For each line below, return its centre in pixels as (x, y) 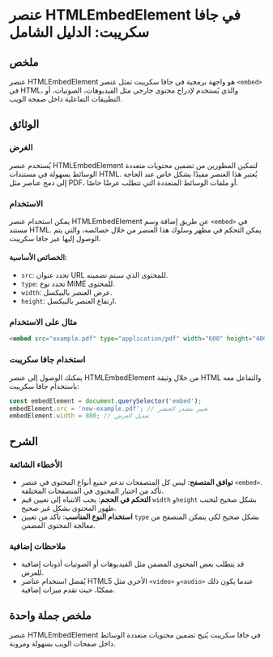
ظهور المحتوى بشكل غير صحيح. (68, 508)
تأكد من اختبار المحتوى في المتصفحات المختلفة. (92, 491)
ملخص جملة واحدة (50, 615)
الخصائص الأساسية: (38, 257)
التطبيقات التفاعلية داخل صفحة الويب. (66, 99)
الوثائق (24, 125)
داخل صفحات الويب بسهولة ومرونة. (62, 644)
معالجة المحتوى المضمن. (58, 525)
